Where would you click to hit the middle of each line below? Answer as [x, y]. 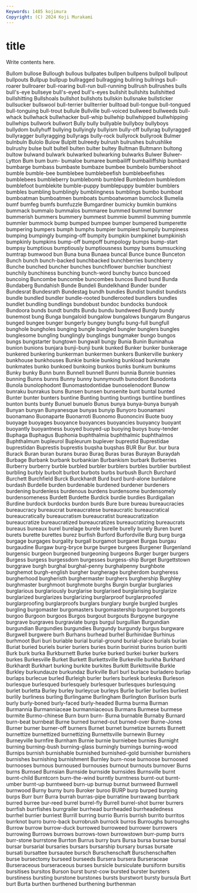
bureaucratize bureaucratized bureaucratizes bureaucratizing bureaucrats [96, 522]
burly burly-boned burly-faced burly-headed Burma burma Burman [87, 703]
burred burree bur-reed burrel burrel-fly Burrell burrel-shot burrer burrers [95, 803]
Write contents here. [31, 62]
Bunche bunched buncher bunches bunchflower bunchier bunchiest [89, 267]
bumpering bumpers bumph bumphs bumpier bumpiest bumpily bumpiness [97, 229]
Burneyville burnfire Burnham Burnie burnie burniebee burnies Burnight [92, 740]
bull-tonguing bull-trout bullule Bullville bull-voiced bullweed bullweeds [92, 111]
